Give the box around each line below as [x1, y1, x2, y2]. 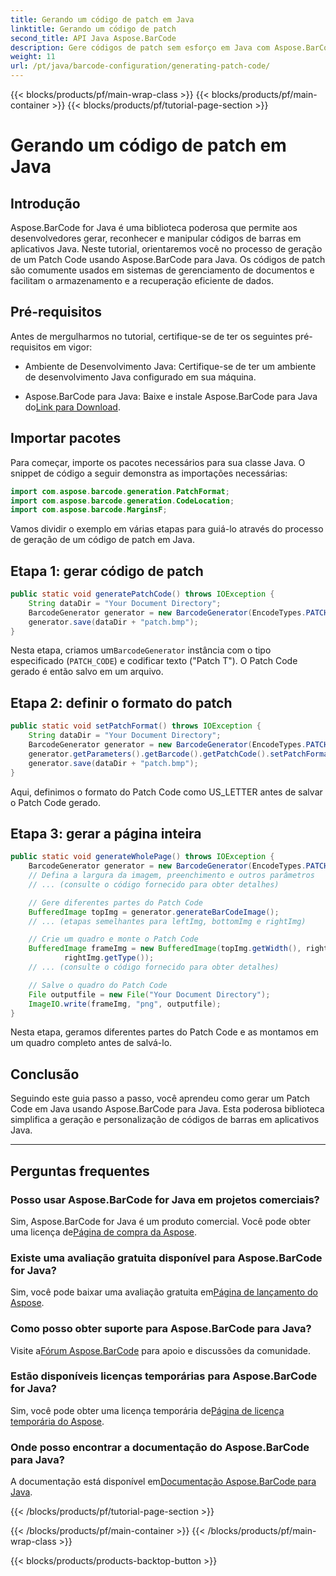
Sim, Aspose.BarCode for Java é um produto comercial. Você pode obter [10, 1215, 312, 1227]
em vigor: [53, 341, 93, 353]
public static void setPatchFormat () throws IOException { [10, 721, 262, 731]
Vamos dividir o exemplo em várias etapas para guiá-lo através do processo [10, 523, 324, 535]
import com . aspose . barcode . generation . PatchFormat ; [10, 486, 230, 496]
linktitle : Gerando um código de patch [10, 24, 177, 34]
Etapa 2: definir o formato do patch [10, 694, 233, 711]
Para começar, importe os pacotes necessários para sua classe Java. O [10, 456, 306, 468]
